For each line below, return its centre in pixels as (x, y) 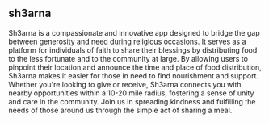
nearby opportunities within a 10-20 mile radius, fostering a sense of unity (131, 93)
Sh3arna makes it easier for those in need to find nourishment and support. (134, 75)
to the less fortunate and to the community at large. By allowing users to (128, 58)
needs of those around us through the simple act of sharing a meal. (120, 110)
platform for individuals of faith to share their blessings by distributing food (133, 50)
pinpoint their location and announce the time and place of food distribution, (135, 67)
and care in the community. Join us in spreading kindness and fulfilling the (132, 101)
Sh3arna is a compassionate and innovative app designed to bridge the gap (134, 32)
